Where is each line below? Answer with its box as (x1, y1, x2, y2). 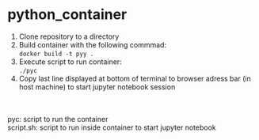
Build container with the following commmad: (18, 40, 167, 49)
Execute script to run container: (18, 57, 122, 66)
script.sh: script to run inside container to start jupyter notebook (7, 123, 216, 132)
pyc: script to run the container (7, 114, 109, 123)
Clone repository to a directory (18, 32, 120, 41)
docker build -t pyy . (18, 50, 94, 58)
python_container (7, 6, 128, 24)
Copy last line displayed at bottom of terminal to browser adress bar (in (18, 74, 251, 83)
